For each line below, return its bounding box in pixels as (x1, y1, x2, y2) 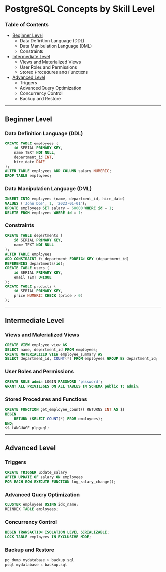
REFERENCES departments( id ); (5, 261, 65, 266)
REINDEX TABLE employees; (5, 506, 58, 512)
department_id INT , (14, 155, 54, 160)
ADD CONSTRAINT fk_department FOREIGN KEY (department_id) (5, 256, 129, 261)
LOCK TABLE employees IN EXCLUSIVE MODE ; (5, 534, 92, 539)
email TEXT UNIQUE (14, 275, 52, 280)
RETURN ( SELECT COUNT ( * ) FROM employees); (14, 416, 103, 421)
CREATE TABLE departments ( (5, 233, 63, 238)
